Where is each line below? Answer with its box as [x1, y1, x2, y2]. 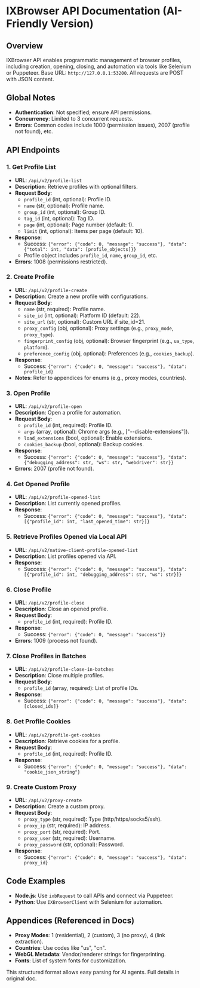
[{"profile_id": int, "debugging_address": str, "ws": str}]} [23, 572, 182, 578]
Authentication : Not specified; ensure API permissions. [14, 109, 152, 116]
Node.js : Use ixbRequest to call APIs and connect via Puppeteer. [14, 892, 174, 899]
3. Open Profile [6, 389, 51, 397]
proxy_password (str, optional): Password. [23, 840, 124, 848]
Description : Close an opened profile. [14, 605, 109, 612]
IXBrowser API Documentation [6, 4, 161, 18]
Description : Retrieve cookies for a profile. [14, 737, 121, 744]
